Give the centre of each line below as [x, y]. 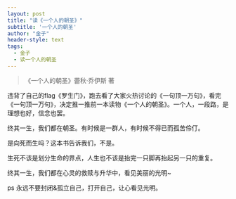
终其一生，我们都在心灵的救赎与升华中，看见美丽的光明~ [90, 172]
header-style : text [36, 40]
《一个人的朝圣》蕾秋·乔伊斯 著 [69, 80]
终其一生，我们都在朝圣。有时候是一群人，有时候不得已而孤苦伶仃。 [106, 128]
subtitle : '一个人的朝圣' [42, 27]
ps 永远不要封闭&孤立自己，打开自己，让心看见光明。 [84, 188]
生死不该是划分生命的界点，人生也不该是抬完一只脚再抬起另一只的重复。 [112, 158]
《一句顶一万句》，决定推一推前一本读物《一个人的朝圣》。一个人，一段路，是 [118, 104]
